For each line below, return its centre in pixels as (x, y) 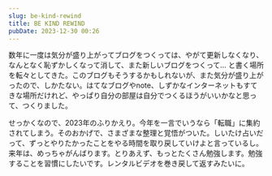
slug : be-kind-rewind (45, 16)
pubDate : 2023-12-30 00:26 (54, 31)
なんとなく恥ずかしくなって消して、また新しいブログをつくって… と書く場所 (136, 65)
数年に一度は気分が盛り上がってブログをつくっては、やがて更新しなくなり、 (136, 55)
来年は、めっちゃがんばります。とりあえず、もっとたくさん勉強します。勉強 (136, 153)
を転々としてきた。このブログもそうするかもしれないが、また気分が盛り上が (136, 75)
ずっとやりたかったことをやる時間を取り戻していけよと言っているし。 (146, 144)
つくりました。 (47, 105)
